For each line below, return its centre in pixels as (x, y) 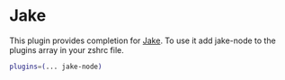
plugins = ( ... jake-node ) (56, 67)
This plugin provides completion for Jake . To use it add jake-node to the (142, 40)
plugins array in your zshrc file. (67, 49)
